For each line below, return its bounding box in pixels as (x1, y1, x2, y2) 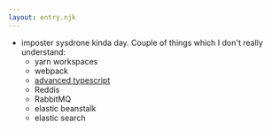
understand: (20, 46, 66, 57)
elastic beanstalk (34, 103, 97, 113)
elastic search (34, 112, 86, 123)
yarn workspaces (34, 56, 98, 66)
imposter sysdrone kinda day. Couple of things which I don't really (20, 37, 263, 48)
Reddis (34, 84, 60, 95)
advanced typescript (34, 74, 111, 85)
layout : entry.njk (8, 12, 76, 22)
